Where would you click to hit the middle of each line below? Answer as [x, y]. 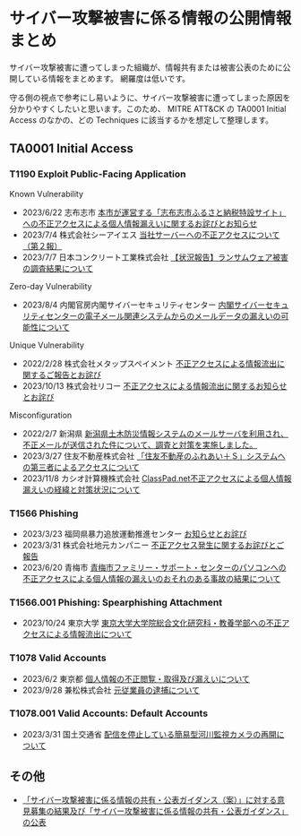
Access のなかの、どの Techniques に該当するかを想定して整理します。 [142, 120]
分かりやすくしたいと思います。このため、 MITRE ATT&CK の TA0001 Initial [148, 108]
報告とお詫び [77, 375]
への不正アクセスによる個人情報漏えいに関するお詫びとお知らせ [140, 223]
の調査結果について [58, 268]
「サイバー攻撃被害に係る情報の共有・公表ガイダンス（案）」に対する [150, 799]
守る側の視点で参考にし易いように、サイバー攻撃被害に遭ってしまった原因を [150, 97]
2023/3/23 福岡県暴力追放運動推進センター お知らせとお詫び [134, 533]
